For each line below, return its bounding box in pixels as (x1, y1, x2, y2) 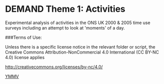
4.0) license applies (5, 54, 45, 60)
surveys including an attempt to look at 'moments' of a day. (5, 25, 125, 30)
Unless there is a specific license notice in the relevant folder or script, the (5, 44, 156, 50)
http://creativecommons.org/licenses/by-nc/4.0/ (5, 64, 103, 70)
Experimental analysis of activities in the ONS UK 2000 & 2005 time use (5, 20, 151, 26)
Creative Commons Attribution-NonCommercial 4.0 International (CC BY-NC (5, 49, 160, 55)
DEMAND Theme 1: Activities (5, 3, 126, 15)
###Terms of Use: (5, 34, 42, 40)
